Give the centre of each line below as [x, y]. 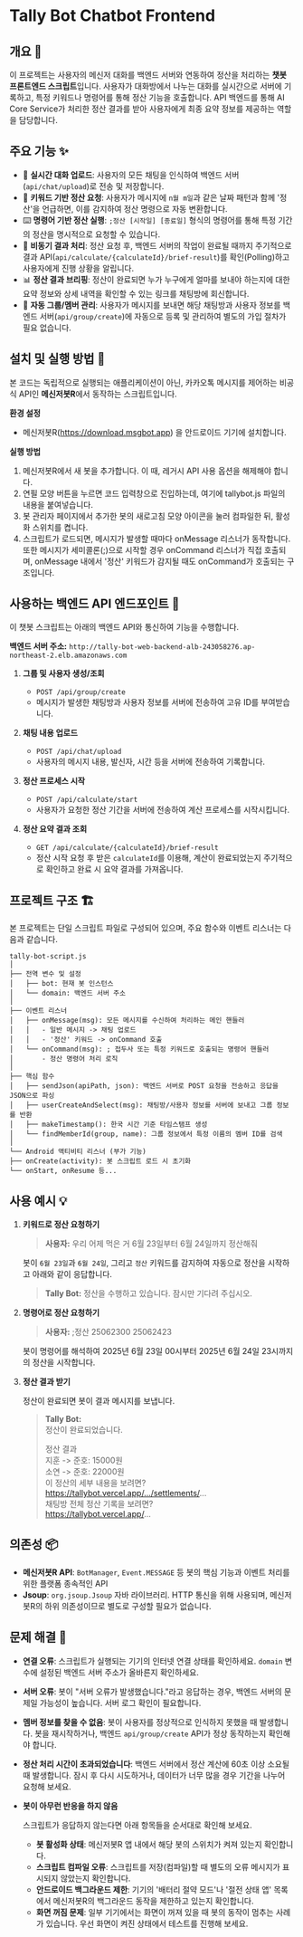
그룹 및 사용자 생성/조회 [63, 673]
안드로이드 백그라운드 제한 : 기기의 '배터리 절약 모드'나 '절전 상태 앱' [154, 1889]
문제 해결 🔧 [38, 1638]
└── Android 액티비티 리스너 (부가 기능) [78, 1152]
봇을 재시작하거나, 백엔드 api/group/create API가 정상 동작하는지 [151, 1733]
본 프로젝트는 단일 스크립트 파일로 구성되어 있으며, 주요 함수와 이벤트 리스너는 [146, 928]
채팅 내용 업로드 [50, 733]
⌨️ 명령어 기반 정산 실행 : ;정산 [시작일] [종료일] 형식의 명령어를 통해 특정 [149, 220]
